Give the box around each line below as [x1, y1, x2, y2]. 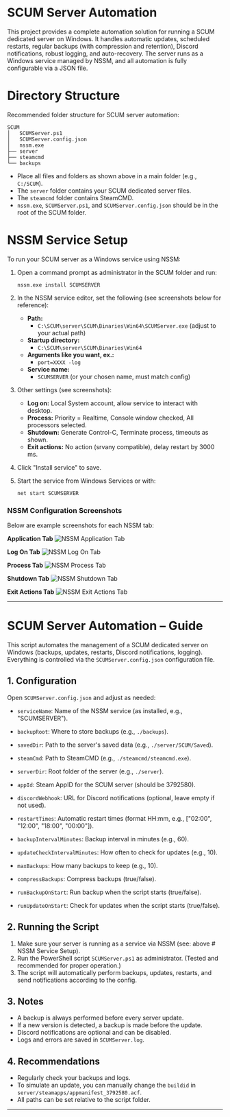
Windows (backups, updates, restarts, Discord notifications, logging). [7, 648, 203, 656]
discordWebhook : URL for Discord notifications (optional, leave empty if [16, 793, 215, 802]
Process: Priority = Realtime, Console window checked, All [27, 413, 194, 422]
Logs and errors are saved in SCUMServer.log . [16, 1035, 145, 1044]
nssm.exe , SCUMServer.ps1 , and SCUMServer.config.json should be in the [16, 201, 218, 209]
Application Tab [7, 535, 53, 543]
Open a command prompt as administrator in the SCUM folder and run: [16, 268, 218, 276]
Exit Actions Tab [7, 588, 55, 596]
